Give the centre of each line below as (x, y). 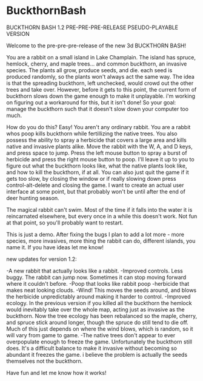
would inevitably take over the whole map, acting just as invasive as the (95, 309)
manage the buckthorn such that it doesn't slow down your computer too (98, 109)
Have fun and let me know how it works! (56, 373)
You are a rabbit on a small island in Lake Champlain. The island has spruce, (101, 57)
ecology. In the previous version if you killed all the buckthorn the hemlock (99, 303)
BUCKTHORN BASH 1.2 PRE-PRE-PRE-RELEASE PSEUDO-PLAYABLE (92, 27)
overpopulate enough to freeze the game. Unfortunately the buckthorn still (99, 342)
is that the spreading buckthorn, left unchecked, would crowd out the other (100, 83)
